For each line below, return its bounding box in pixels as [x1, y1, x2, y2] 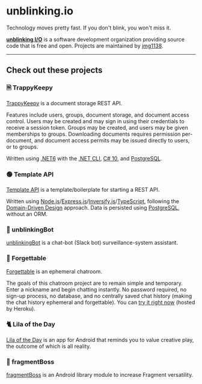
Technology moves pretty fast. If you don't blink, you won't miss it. [6, 24, 171, 31]
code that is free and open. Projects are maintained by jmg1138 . [6, 42, 164, 49]
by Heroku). [6, 305, 36, 312]
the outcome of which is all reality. [6, 343, 91, 350]
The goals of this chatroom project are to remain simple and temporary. [6, 279, 183, 287]
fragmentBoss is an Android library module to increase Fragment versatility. [6, 371, 194, 379]
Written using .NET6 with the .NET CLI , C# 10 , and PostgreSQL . [6, 154, 162, 162]
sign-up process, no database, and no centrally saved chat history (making [6, 292, 192, 299]
